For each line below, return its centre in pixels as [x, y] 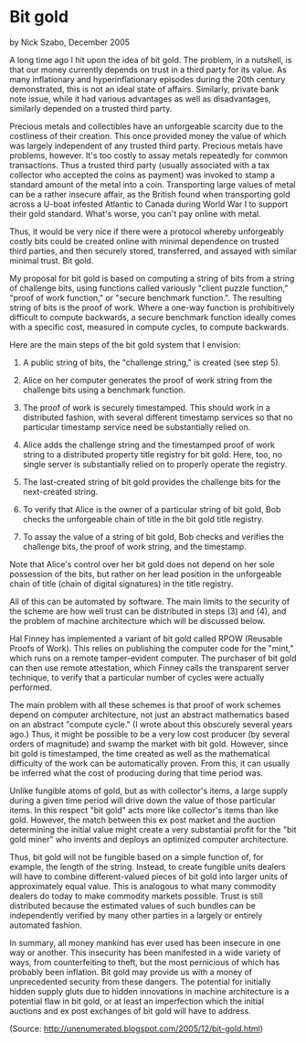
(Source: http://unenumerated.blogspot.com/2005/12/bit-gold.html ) [136, 1028]
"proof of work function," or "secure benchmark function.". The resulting [146, 297]
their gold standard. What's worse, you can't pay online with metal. [136, 213]
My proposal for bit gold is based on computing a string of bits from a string [152, 278]
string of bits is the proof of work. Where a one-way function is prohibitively [152, 307]
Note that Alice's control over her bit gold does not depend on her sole [142, 564]
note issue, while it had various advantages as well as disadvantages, [140, 99]
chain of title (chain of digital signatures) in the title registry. [121, 584]
